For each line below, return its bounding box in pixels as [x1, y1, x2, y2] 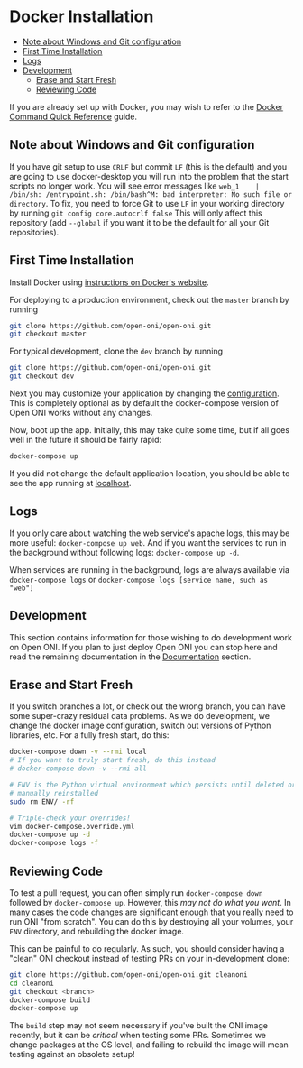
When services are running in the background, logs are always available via [9, 564, 290, 575]
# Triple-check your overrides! [9, 814, 131, 823]
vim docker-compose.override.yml [9, 822, 135, 831]
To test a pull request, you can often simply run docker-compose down [9, 887, 263, 898]
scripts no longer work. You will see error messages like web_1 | [9, 180, 260, 191]
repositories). [9, 226, 60, 237]
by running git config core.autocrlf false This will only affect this [9, 207, 263, 218]
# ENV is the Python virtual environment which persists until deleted [9, 780, 284, 789]
